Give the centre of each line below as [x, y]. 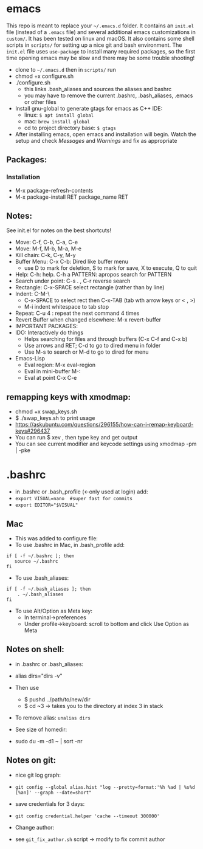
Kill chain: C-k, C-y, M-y [45, 255]
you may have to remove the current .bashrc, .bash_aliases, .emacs [108, 95]
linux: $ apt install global [59, 115]
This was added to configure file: [57, 538]
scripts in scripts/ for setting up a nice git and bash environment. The [94, 45]
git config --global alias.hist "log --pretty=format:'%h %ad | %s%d [105, 787]
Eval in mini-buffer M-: [52, 371]
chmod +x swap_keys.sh [46, 411]
